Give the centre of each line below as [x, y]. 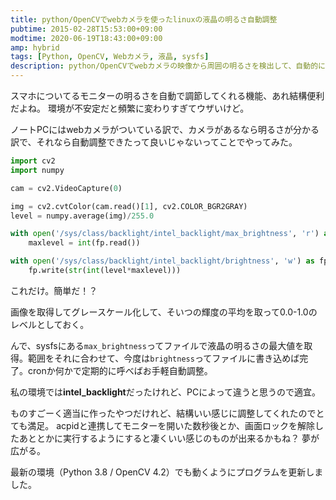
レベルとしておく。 [50, 324]
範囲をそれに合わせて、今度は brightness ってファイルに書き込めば [163, 358]
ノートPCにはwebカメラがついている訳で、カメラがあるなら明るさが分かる [165, 129]
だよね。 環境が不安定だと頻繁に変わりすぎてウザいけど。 [130, 108]
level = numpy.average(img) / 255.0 [82, 216]
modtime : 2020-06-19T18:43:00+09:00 [86, 38]
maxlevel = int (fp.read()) [84, 243]
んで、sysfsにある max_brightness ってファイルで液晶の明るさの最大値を [157, 345]
